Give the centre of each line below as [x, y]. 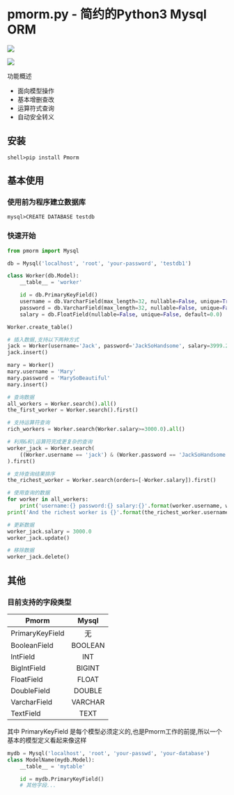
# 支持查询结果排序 [31, 474]
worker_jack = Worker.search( [51, 448]
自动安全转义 [36, 116]
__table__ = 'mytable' [53, 766]
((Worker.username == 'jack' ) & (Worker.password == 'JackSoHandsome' [124, 455]
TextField [26, 713]
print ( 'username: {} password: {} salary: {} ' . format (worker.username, [121, 506]
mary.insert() [28, 384]
